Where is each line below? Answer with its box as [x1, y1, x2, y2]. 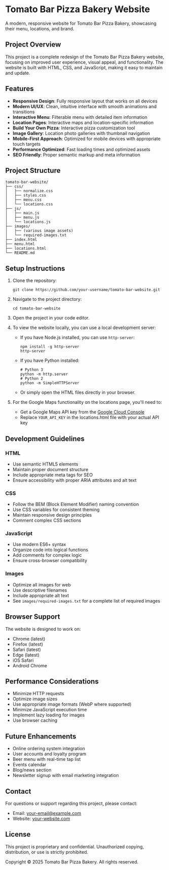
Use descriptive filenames [12, 587, 67, 593]
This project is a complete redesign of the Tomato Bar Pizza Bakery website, [5, 54, 164, 60]
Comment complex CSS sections [12, 517, 81, 524]
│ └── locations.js [5, 219, 51, 224]
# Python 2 [20, 376, 44, 381]
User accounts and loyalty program [12, 751, 87, 757]
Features [5, 84, 34, 93]
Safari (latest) [12, 646, 41, 653]
